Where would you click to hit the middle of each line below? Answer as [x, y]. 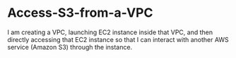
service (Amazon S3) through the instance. [70, 47]
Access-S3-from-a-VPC [80, 13]
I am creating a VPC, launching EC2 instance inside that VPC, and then [110, 32]
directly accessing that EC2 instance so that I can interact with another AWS [118, 39]
